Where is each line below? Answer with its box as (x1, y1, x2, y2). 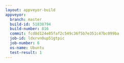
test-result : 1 (10, 50, 42, 55)
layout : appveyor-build (5, 7, 56, 13)
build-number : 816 (10, 26, 49, 31)
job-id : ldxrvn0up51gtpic (10, 36, 65, 41)
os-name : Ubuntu (10, 45, 44, 50)
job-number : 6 (10, 41, 40, 46)
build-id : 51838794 (10, 21, 51, 27)
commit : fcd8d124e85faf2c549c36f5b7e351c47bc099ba (10, 31, 119, 36)
